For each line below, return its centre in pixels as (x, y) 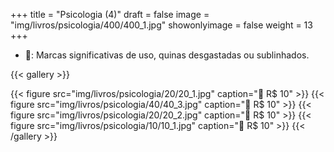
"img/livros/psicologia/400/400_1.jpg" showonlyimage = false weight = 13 (161, 25)
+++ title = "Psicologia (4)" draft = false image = (110, 14)
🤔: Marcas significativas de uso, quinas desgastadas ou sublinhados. (167, 55)
